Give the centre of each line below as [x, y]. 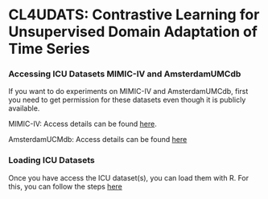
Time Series [49, 49]
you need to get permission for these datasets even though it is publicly [127, 100]
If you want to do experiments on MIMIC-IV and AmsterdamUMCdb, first [128, 91]
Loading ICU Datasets [52, 160]
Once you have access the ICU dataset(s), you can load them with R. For [129, 177]
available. [24, 108]
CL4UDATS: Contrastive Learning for [134, 15]
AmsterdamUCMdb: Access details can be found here [98, 140]
